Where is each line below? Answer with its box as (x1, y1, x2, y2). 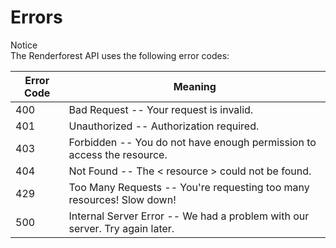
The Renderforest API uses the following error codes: (10, 49, 230, 61)
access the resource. (68, 147, 168, 161)
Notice (10, 39, 38, 51)
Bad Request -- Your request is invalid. (68, 102, 254, 116)
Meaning (173, 79, 217, 93)
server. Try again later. (68, 221, 175, 235)
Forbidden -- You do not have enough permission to (68, 135, 317, 149)
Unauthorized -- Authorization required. (68, 119, 260, 133)
